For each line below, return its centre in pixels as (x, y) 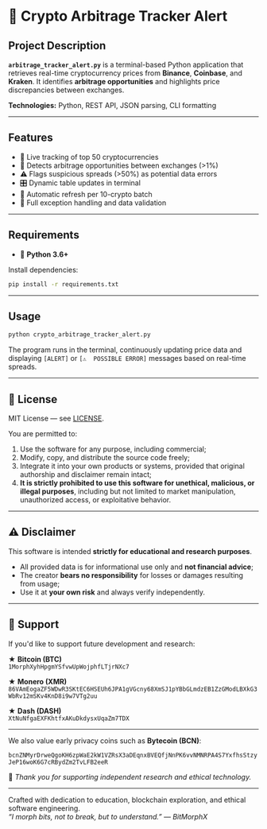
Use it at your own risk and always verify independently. (112, 592)
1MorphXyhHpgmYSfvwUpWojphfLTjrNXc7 (69, 667)
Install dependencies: (43, 269)
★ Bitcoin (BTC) (35, 659)
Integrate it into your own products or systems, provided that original (132, 466)
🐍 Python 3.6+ (44, 254)
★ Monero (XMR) (38, 681)
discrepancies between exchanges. (66, 90)
